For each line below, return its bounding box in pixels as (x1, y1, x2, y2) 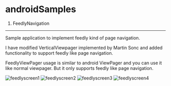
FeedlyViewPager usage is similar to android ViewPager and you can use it (5, 60, 162, 66)
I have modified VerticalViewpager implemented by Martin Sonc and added (5, 45, 163, 51)
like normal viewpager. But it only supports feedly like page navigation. (5, 65, 154, 71)
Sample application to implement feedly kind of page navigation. (5, 34, 140, 41)
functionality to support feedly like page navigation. (5, 50, 113, 56)
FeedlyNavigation (12, 20, 50, 26)
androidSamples (5, 4, 76, 15)
